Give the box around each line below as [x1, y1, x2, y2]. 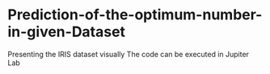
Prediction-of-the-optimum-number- [7, 6, 263, 24]
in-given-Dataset [7, 23, 126, 41]
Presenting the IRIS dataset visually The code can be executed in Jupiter [7, 49, 250, 59]
